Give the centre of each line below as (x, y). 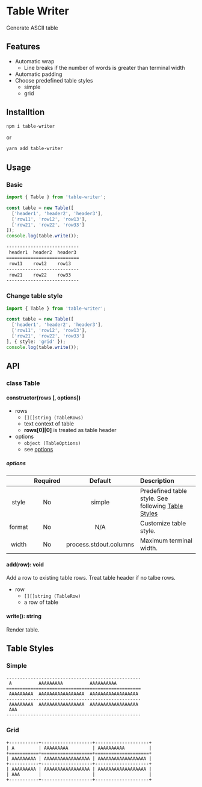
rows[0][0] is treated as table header (70, 430)
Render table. (23, 629)
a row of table (41, 602)
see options (38, 450)
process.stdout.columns (100, 545)
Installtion (26, 112)
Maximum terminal (166, 541)
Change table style (35, 296)
